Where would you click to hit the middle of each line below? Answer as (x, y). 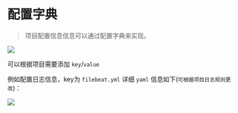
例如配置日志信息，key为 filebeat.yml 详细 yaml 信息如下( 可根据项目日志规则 (117, 79)
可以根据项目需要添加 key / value (53, 64)
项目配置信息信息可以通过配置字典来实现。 (87, 36)
